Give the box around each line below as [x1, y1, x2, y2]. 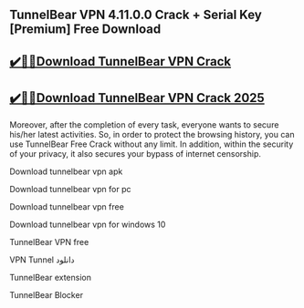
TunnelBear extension [9, 272, 91, 282]
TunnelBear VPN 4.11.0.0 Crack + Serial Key [9, 7, 262, 23]
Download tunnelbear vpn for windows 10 [9, 219, 166, 230]
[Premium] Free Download [9, 22, 162, 37]
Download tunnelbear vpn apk [9, 166, 123, 177]
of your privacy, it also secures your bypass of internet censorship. [9, 148, 262, 159]
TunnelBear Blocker [9, 289, 84, 300]
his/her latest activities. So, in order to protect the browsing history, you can [9, 128, 295, 139]
